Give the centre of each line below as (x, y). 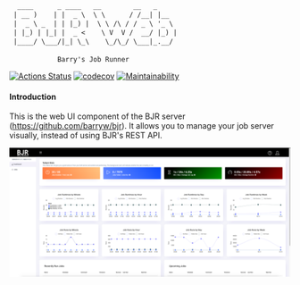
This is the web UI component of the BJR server (97, 116)
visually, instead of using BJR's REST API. (86, 136)
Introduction (33, 96)
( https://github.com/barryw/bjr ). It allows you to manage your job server (142, 126)
